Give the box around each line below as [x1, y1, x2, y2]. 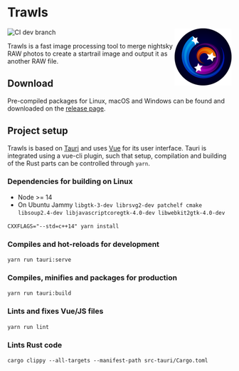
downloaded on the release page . [7, 104, 106, 113]
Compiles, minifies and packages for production [7, 273, 178, 283]
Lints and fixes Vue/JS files [7, 306, 104, 316]
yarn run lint [7, 323, 50, 330]
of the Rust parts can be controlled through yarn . [7, 158, 151, 168]
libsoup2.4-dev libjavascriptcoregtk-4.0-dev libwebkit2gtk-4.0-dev [17, 209, 225, 216]
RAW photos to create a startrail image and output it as [7, 49, 168, 58]
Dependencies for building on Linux [7, 176, 133, 186]
